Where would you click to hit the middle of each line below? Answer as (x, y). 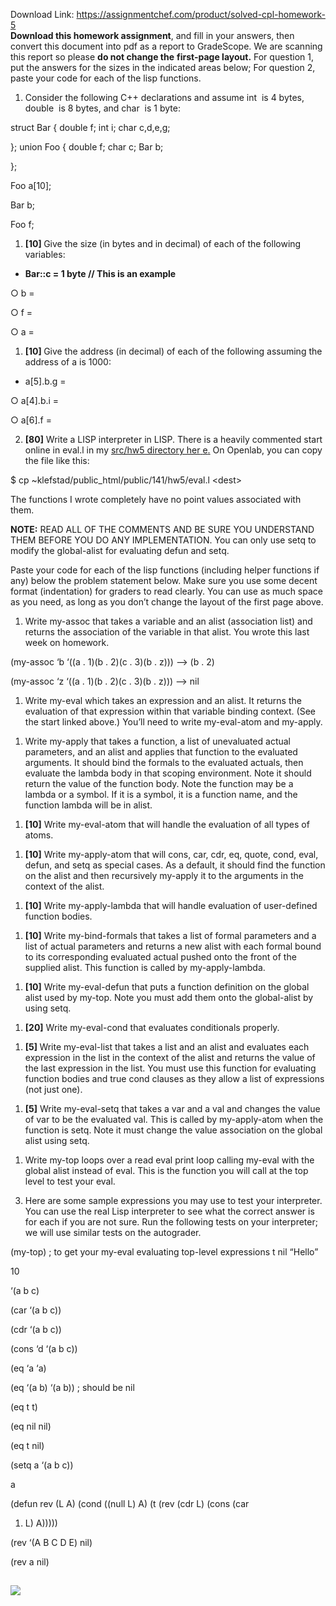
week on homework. (67, 642)
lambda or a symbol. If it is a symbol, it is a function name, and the (161, 794)
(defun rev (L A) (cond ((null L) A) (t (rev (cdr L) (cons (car (130, 1503)
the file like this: (57, 460)
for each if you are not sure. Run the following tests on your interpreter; (171, 1222)
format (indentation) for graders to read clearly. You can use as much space (166, 591)
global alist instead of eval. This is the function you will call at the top (166, 1170)
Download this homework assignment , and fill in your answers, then (152, 35)
